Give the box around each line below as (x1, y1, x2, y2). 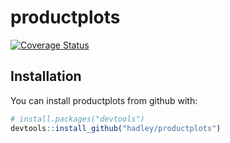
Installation (10, 68, 82, 85)
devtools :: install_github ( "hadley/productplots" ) (10, 123, 222, 133)
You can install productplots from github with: (10, 94, 198, 106)
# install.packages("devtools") (10, 114, 145, 124)
